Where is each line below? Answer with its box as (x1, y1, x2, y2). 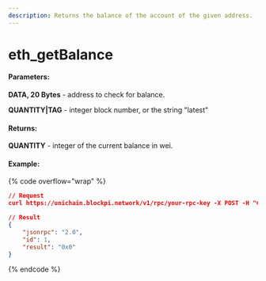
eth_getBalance (8, 45, 113, 63)
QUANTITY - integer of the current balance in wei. (8, 141, 173, 150)
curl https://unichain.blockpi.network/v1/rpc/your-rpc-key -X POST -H (8, 199, 249, 207)
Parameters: (8, 72, 50, 82)
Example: (8, 159, 40, 169)
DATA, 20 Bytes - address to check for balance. (8, 90, 165, 100)
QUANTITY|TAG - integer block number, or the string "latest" (8, 105, 209, 115)
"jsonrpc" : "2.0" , (22, 228, 83, 236)
